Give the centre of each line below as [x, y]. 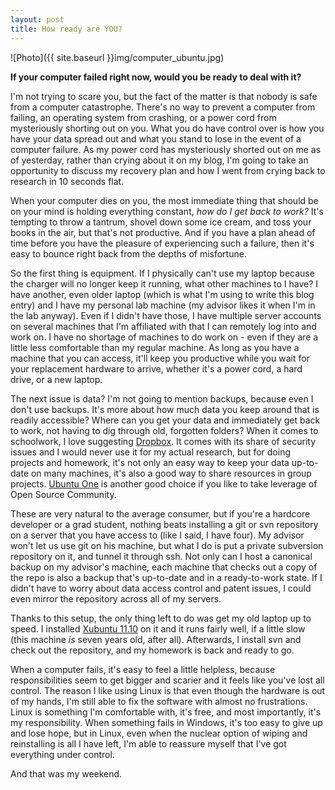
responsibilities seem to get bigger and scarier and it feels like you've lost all [167, 680]
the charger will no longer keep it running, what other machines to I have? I [164, 283]
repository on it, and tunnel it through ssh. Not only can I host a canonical [161, 556]
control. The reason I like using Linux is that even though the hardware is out [168, 690]
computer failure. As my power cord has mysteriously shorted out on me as [166, 149]
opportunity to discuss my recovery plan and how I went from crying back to [168, 170]
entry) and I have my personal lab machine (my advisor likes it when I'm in [163, 305]
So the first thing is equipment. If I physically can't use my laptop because [162, 273]
